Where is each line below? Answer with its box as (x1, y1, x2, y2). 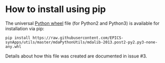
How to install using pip (5, 4, 106, 15)
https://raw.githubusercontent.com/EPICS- (32, 35, 124, 40)
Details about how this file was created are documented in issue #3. (5, 53, 147, 59)
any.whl (5, 44, 22, 49)
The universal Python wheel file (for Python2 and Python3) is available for (5, 20, 160, 26)
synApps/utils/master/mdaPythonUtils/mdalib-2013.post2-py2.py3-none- (5, 39, 158, 45)
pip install (5, 35, 30, 40)
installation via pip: (5, 25, 45, 31)
